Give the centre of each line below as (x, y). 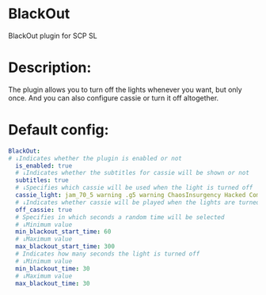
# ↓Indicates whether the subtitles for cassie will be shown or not (132, 173)
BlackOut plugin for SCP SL (53, 36)
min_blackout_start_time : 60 (63, 232)
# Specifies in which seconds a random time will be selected (120, 217)
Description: (50, 68)
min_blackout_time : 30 (53, 269)
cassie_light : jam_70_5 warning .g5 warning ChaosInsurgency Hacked (131, 195)
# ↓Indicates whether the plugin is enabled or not (95, 158)
